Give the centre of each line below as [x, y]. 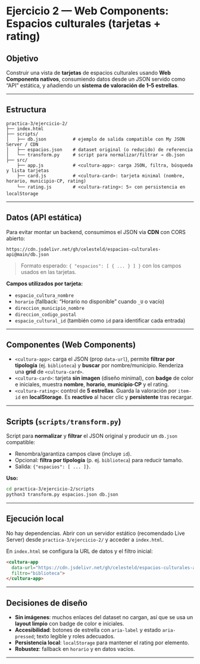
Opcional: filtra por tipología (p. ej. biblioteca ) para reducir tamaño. [99, 460]
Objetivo [22, 58]
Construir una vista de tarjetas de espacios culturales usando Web [88, 73]
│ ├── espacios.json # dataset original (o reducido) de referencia [100, 150]
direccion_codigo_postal [46, 315]
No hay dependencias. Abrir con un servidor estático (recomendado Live [96, 533]
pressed [24, 637]
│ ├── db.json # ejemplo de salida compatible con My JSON [96, 139]
